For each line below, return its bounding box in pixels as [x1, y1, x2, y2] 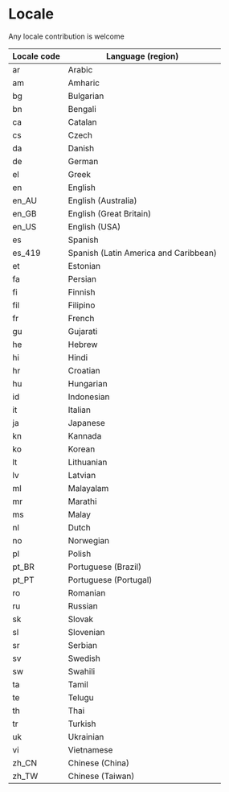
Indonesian [67, 391, 110, 402]
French [67, 312, 95, 324]
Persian [67, 273, 96, 284]
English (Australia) [67, 195, 137, 206]
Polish [67, 548, 92, 559]
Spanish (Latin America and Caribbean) [67, 247, 217, 258]
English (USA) [67, 221, 121, 232]
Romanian [67, 587, 106, 598]
